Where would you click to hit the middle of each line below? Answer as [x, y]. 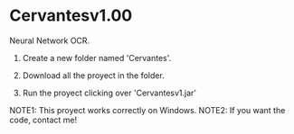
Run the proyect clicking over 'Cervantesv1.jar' [109, 93]
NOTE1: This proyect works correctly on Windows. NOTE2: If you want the [147, 110]
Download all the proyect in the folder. [93, 75]
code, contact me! [43, 120]
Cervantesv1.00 [71, 16]
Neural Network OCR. [50, 40]
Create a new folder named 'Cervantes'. [97, 58]
